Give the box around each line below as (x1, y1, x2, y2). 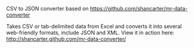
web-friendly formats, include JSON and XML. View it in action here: (6, 29, 175, 36)
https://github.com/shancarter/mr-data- (90, 5, 188, 12)
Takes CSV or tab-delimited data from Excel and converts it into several (6, 23, 182, 30)
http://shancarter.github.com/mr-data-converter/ (6, 36, 127, 42)
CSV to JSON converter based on (6, 5, 89, 12)
